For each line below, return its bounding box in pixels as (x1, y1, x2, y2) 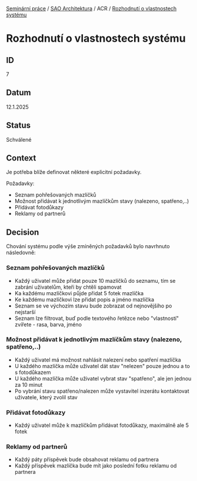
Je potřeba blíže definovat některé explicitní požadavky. (6, 169, 142, 176)
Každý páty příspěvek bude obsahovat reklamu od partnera (14, 456, 159, 463)
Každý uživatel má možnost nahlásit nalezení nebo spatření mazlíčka (14, 356, 181, 363)
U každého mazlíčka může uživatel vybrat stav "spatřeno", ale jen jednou (14, 375, 192, 382)
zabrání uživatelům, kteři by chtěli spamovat (14, 283, 122, 290)
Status (6, 121, 31, 131)
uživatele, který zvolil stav (14, 393, 78, 400)
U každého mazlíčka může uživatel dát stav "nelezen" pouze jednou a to (14, 362, 190, 369)
